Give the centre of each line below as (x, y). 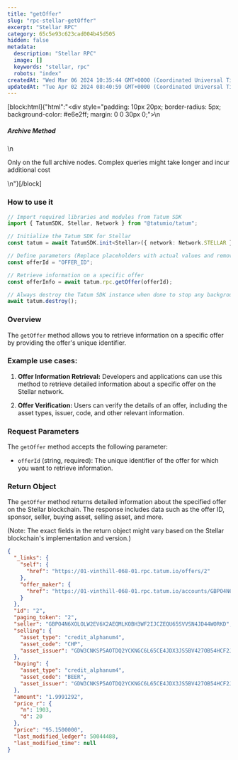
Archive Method (32, 130)
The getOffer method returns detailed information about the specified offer (117, 502)
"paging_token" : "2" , (46, 618)
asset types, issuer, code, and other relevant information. (101, 412)
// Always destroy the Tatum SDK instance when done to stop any (106, 295)
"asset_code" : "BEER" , (53, 677)
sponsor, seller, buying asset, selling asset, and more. (86, 517)
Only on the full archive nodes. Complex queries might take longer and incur (119, 162)
